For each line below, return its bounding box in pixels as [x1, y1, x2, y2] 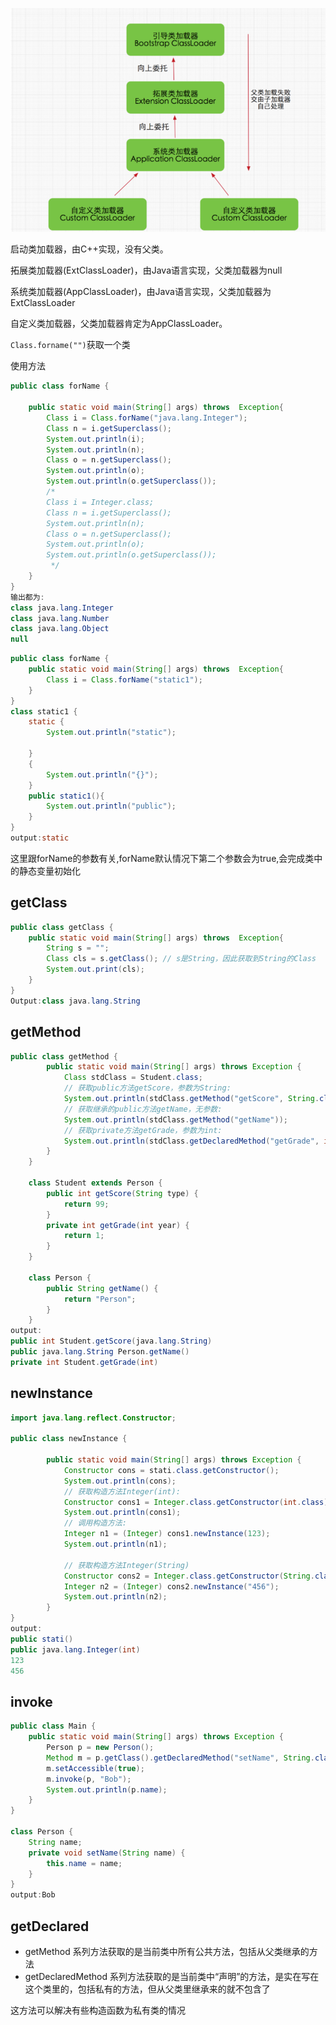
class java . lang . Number [10, 613, 110, 623]
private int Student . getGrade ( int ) [10, 1357, 159, 1367]
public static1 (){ [28, 791, 105, 801]
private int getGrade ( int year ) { [46, 1220, 190, 1230]
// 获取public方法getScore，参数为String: [63, 1083, 232, 1093]
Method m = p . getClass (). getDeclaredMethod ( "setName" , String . [46, 1753, 315, 1763]
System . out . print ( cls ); [46, 964, 145, 975]
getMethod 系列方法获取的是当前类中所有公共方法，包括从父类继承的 [24, 1945, 310, 1957]
